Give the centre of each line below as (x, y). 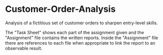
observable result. (24, 48)
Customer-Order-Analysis (61, 9)
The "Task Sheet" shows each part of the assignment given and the (75, 32)
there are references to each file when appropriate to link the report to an (80, 43)
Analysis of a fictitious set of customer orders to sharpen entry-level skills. (81, 23)
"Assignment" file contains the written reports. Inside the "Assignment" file (82, 38)
